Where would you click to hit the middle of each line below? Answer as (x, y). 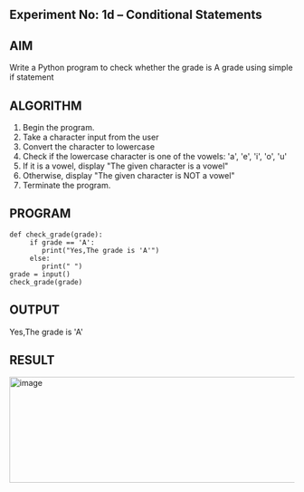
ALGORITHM (46, 106)
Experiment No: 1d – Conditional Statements (136, 15)
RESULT (32, 360)
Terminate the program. (66, 186)
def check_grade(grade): (56, 235)
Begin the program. (58, 128)
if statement (32, 77)
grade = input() (40, 274)
